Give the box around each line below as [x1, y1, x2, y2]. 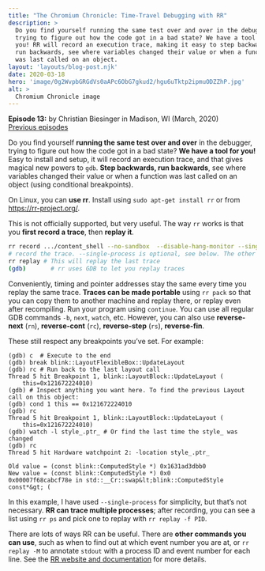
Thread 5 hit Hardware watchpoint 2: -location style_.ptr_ [8, 448, 211, 456]
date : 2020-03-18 [8, 70, 65, 78]
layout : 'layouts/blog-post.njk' [8, 63, 118, 71]
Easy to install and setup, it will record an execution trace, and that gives [8, 155, 243, 164]
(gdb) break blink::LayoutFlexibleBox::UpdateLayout [8, 358, 185, 366]
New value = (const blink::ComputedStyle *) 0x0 [8, 469, 171, 477]
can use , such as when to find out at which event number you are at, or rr [8, 537, 250, 546]
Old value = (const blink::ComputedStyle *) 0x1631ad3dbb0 [8, 462, 207, 471]
